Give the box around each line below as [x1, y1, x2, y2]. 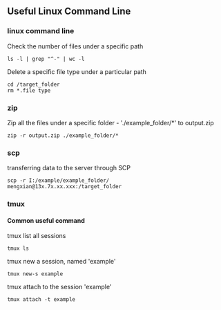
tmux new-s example [7, 271, 64, 277]
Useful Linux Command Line [7, 6, 131, 17]
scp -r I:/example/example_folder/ [7, 177, 110, 184]
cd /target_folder [7, 81, 60, 88]
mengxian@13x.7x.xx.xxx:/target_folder [7, 183, 122, 190]
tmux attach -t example [7, 296, 76, 303]
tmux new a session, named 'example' [7, 257, 116, 266]
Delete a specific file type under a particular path [7, 67, 147, 75]
